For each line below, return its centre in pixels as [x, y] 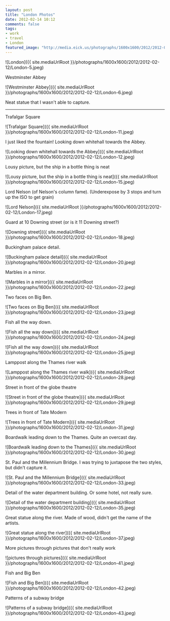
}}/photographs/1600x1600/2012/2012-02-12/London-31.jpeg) [70, 427]
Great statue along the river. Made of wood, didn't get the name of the [78, 517]
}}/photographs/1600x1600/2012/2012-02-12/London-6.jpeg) [69, 92]
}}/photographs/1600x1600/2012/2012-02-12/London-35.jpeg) [70, 508]
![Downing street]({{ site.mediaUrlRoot [45, 232]
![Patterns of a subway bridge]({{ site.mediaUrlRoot [59, 607]
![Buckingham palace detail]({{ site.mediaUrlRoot [56, 257]
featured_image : [22, 48]
